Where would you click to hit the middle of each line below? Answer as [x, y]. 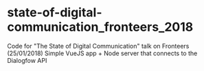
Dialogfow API [27, 60]
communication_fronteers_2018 [100, 27]
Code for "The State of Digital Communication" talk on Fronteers [98, 46]
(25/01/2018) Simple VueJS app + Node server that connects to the [102, 53]
